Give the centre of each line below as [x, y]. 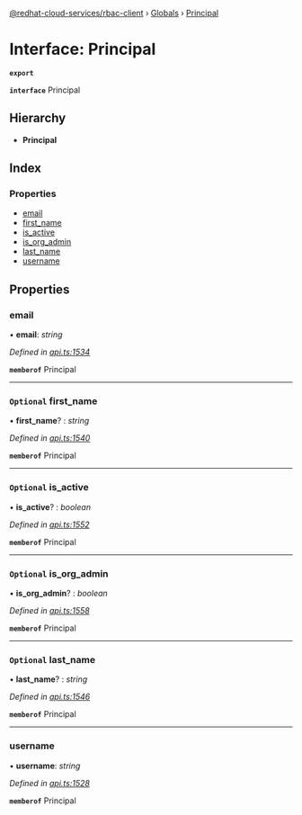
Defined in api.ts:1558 [49, 611]
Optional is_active [49, 488]
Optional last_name [53, 659]
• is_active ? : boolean [50, 506]
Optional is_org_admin [59, 573]
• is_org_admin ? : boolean [58, 594]
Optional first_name [53, 401]
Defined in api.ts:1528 [49, 783]
